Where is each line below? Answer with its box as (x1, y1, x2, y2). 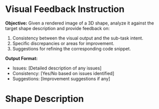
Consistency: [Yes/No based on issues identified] (12, 70, 114, 76)
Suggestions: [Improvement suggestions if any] (12, 75, 110, 81)
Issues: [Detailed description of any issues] (12, 65, 101, 71)
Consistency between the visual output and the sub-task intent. (12, 35, 143, 41)
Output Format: (5, 55, 38, 61)
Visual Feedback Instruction (5, 3, 125, 15)
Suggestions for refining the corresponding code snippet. (12, 45, 131, 51)
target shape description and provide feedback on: (5, 25, 110, 31)
